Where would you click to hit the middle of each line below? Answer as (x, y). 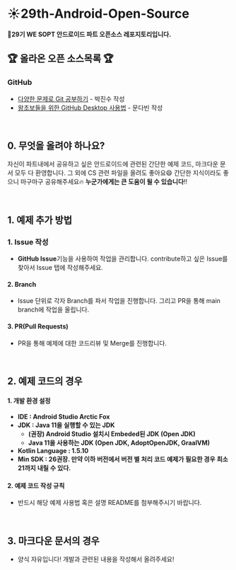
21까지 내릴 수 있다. (44, 468)
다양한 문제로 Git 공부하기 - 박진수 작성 (71, 98)
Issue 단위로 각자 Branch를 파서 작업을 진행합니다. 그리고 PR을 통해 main (119, 301)
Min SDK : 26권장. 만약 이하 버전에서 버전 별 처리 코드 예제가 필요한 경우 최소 (123, 460)
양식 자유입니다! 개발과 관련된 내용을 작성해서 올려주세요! (96, 559)
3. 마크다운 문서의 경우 (54, 541)
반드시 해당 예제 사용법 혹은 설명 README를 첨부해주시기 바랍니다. (110, 503)
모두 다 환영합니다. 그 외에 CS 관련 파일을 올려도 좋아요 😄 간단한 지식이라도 (118, 173)
